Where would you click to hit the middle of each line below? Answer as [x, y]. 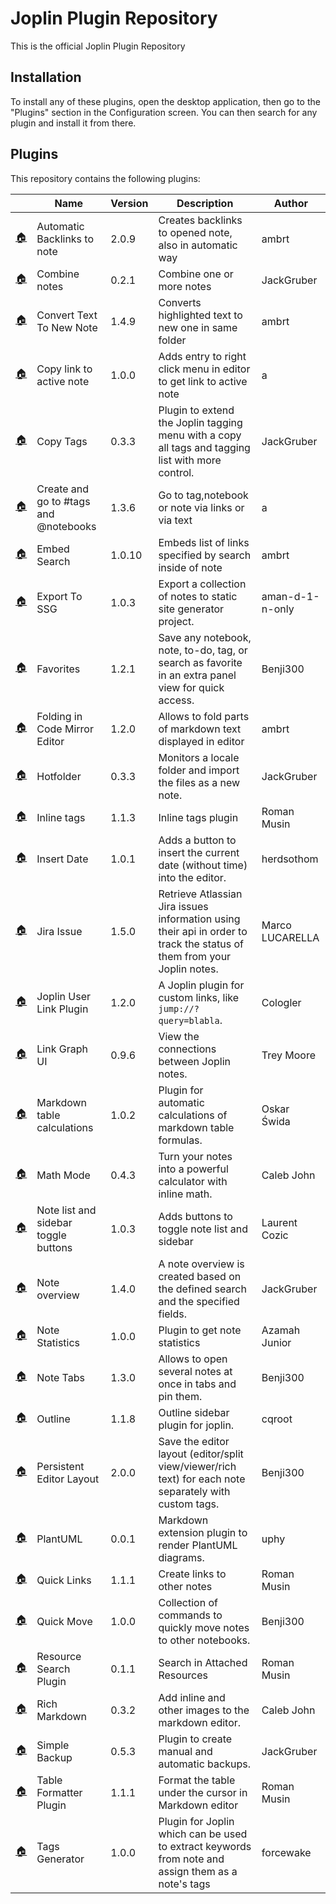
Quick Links [64, 1580]
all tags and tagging [204, 447]
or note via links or [201, 507]
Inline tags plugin [198, 817]
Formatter [59, 1792]
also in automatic [198, 245]
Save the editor [194, 1441]
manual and [185, 1751]
